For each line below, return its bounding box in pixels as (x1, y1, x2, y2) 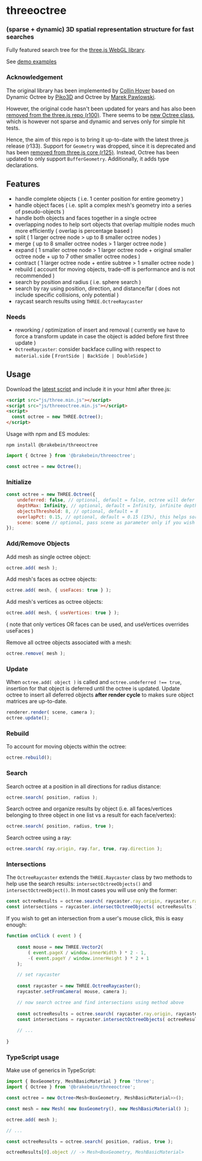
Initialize (6, 478, 32, 486)
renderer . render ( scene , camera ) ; (6, 709, 96, 715)
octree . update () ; (6, 715, 50, 721)
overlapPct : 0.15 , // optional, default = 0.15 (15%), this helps (17, 514, 187, 520)
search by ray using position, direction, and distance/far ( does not (14, 285, 180, 292)
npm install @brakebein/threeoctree (6, 442, 98, 448)
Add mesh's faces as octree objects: (6, 575, 97, 583)
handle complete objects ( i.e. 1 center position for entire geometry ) (14, 195, 184, 202)
